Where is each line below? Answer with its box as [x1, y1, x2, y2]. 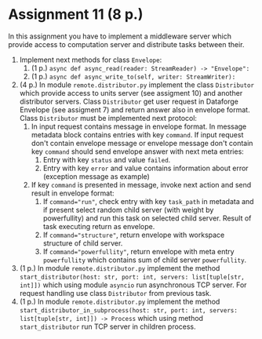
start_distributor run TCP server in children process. [19, 322, 196, 331]
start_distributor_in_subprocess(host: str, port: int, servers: [19, 306, 238, 315]
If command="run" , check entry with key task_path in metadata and [42, 196, 254, 206]
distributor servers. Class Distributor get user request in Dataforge [19, 97, 239, 106]
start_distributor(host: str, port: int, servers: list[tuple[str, [19, 273, 245, 281]
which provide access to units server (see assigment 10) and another [19, 88, 243, 97]
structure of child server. [42, 238, 123, 248]
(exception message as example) [42, 171, 151, 181]
